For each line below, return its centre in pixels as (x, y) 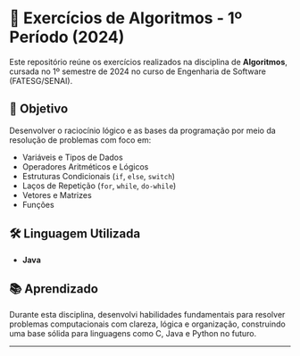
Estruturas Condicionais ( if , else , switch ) (99, 176)
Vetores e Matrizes (57, 195)
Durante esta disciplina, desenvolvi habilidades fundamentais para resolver (147, 315)
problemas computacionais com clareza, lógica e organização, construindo (147, 324)
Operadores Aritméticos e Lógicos (85, 166)
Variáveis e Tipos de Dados (72, 157)
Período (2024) (67, 37)
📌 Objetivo (39, 109)
